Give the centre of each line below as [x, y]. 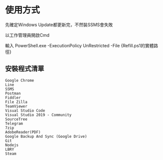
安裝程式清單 [25, 69]
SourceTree [16, 119]
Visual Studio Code [25, 111]
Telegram [14, 124]
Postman [13, 93]
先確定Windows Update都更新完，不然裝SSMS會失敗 [59, 25]
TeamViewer [16, 106]
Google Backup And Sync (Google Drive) [46, 136]
